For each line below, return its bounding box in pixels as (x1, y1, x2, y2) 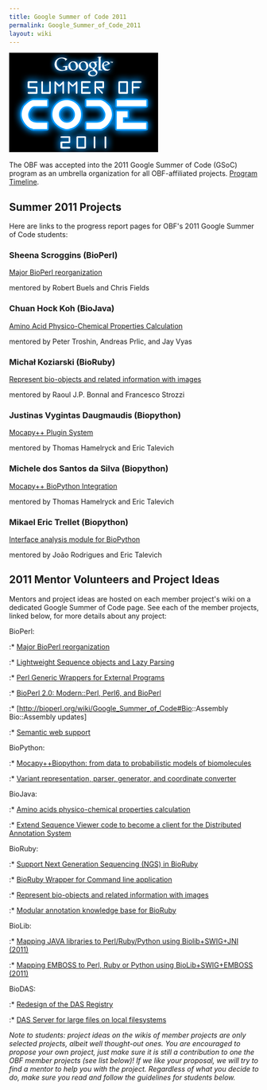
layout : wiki (9, 29, 52, 37)
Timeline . (9, 177, 40, 187)
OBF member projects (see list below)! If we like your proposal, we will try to (9, 1055, 259, 1065)
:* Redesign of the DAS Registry (9, 999, 114, 1009)
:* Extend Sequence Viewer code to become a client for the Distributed (9, 819, 242, 829)
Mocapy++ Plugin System (9, 428, 94, 438)
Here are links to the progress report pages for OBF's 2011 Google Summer (9, 221, 255, 231)
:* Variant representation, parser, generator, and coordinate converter (9, 773, 237, 783)
